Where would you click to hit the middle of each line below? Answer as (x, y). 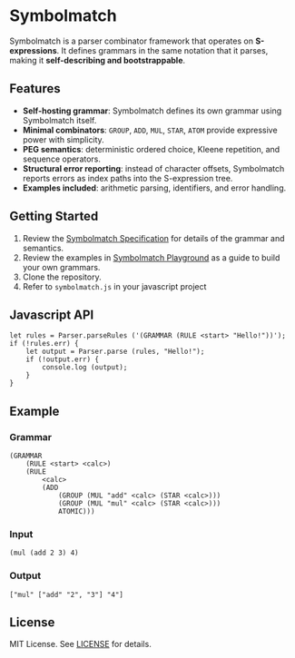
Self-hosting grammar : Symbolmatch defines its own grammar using (152, 111)
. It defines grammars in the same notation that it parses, (162, 50)
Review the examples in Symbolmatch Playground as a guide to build (151, 257)
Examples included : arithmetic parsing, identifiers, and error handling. (154, 188)
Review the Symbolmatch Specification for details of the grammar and (153, 238)
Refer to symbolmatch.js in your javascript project (114, 286)
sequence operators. (62, 159)
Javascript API (52, 314)
